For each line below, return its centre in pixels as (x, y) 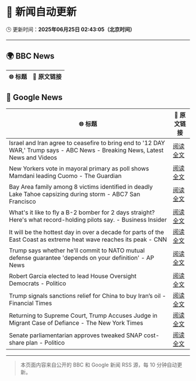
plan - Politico (45, 342)
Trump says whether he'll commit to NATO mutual (77, 250)
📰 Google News (34, 97)
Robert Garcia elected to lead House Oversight (73, 276)
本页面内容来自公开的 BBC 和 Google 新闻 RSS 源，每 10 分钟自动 (99, 365)
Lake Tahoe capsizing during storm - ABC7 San (75, 194)
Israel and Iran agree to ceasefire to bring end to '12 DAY (87, 143)
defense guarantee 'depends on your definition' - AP (82, 258)
